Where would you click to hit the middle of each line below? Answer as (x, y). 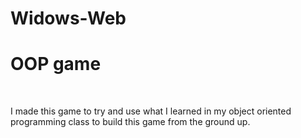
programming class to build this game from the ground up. (130, 122)
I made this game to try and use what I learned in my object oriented (151, 111)
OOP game (56, 64)
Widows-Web (68, 18)
